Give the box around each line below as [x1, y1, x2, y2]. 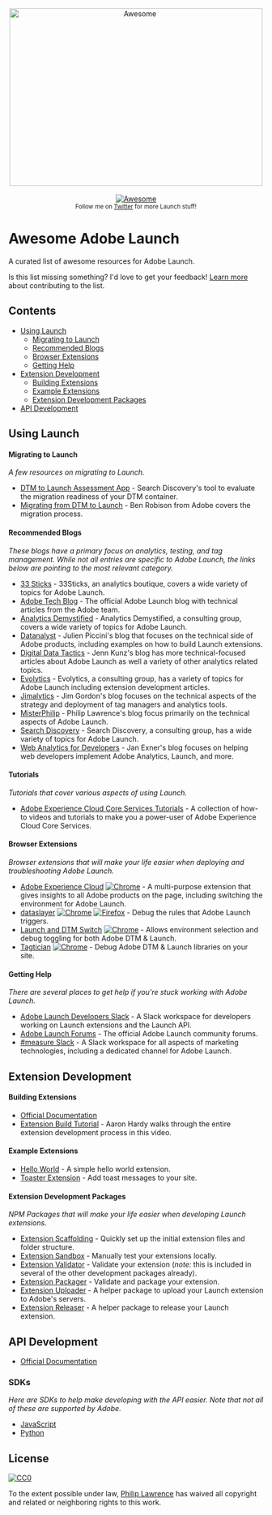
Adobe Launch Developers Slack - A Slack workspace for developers [19, 1012, 251, 1022]
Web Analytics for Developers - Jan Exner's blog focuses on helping [19, 742, 249, 752]
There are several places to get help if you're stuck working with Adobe [8, 988, 248, 997]
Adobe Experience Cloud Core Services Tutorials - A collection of [19, 803, 240, 813]
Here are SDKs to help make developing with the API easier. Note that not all [8, 1395, 264, 1405]
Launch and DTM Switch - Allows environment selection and [19, 924, 259, 934]
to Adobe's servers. [19, 1294, 87, 1304]
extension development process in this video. [19, 1127, 172, 1137]
